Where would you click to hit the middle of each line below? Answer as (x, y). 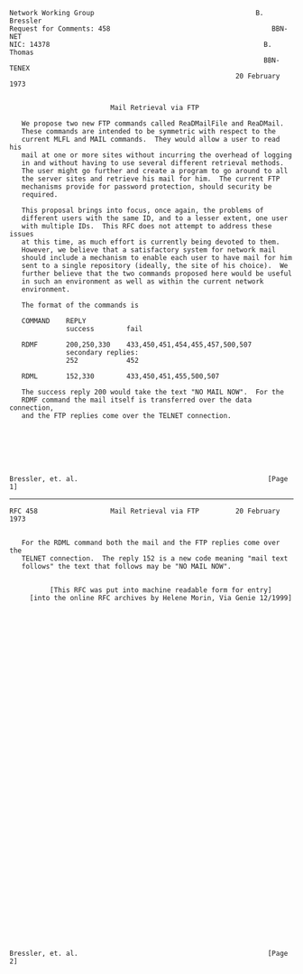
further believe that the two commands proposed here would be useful (157, 274)
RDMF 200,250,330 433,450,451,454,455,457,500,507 (137, 345)
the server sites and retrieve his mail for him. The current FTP (151, 179)
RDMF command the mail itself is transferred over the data (137, 400)
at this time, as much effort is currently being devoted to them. (151, 242)
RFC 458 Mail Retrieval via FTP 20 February (145, 511)
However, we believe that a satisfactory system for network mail (149, 250)
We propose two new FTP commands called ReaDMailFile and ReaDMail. (152, 124)
